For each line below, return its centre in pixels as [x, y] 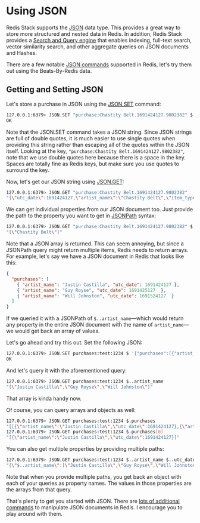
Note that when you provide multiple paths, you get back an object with [94, 476]
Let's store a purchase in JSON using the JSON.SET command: [84, 104]
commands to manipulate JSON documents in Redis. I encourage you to [94, 507]
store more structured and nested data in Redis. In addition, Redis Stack [94, 33]
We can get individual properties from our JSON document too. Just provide [100, 210]
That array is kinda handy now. [44, 398]
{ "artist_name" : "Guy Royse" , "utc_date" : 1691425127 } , [92, 290]
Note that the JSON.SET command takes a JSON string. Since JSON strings [99, 132]
